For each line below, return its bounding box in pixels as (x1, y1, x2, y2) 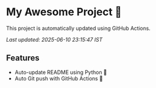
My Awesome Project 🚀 (6, 5, 122, 19)
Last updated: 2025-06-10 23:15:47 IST (6, 36, 103, 43)
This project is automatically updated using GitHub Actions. (6, 25, 151, 32)
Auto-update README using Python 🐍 (14, 69, 108, 76)
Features (6, 53, 40, 63)
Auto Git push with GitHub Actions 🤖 (14, 75, 103, 82)
